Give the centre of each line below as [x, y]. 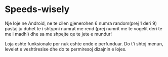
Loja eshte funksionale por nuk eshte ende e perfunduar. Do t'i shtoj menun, [84, 43]
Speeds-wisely [37, 9]
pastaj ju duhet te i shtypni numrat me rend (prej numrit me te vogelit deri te [83, 28]
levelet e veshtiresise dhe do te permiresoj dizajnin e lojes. [66, 49]
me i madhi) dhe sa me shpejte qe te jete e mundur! [58, 34]
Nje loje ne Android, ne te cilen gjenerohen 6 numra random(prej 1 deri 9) [81, 23]
